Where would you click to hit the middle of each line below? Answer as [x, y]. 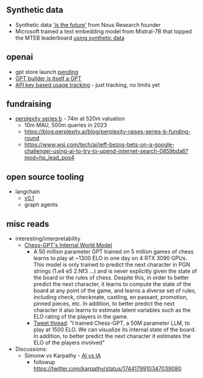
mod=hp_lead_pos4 [49, 158]
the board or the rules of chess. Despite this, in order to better [111, 278]
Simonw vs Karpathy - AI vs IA [62, 356]
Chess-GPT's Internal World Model [68, 245]
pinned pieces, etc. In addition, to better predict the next [104, 304]
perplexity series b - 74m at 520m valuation [70, 119]
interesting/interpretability [48, 239]
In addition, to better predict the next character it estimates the [112, 336]
